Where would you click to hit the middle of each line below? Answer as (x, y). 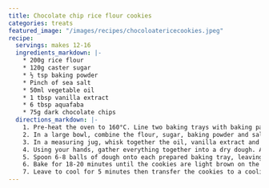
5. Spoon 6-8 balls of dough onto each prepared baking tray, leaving (143, 157)
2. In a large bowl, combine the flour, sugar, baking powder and (136, 134)
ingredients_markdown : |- (59, 53)
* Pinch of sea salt (57, 82)
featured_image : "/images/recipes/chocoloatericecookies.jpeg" (116, 30)
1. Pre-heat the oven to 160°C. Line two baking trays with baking (137, 127)
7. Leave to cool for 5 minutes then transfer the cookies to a (132, 172)
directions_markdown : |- (57, 120)
